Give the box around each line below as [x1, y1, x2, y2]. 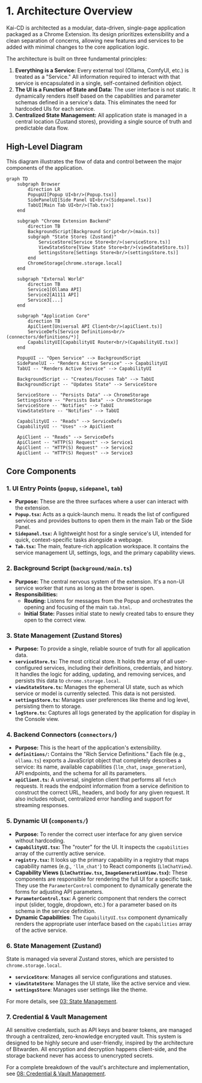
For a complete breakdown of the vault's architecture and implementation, [6, 1064, 190, 1071]
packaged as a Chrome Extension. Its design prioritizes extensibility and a [6, 30, 189, 37]
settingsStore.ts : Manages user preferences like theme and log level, [14, 696, 190, 704]
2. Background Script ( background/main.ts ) [6, 564, 132, 573]
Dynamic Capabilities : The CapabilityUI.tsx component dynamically [14, 914, 188, 921]
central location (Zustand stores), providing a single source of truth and [14, 117, 192, 125]
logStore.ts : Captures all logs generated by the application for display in [14, 709, 196, 716]
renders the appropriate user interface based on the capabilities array [14, 920, 192, 927]
